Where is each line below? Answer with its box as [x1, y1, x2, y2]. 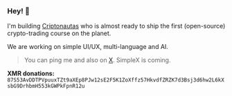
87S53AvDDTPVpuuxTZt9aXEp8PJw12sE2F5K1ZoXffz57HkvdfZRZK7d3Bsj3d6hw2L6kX [7, 77, 225, 84]
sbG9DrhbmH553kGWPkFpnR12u [7, 83, 85, 90]
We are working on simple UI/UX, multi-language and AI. [7, 43, 168, 51]
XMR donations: [7, 69, 55, 78]
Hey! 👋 [7, 6, 30, 16]
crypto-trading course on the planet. [7, 29, 111, 37]
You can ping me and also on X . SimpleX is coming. [24, 56, 171, 64]
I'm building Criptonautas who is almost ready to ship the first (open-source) [7, 22, 226, 30]
